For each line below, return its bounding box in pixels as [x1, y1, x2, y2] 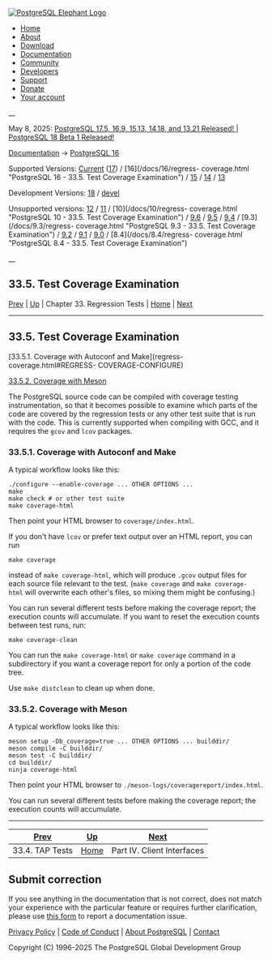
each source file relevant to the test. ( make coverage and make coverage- [8, 578, 248, 588]
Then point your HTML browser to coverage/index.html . [8, 516, 195, 525]
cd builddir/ [8, 759, 53, 767]
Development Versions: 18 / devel [8, 188, 120, 198]
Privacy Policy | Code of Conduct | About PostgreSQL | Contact [8, 927, 220, 936]
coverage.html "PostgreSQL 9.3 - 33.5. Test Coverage [75, 221, 257, 230]
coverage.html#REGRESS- [8, 360, 96, 370]
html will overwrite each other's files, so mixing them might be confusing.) [8, 587, 256, 597]
